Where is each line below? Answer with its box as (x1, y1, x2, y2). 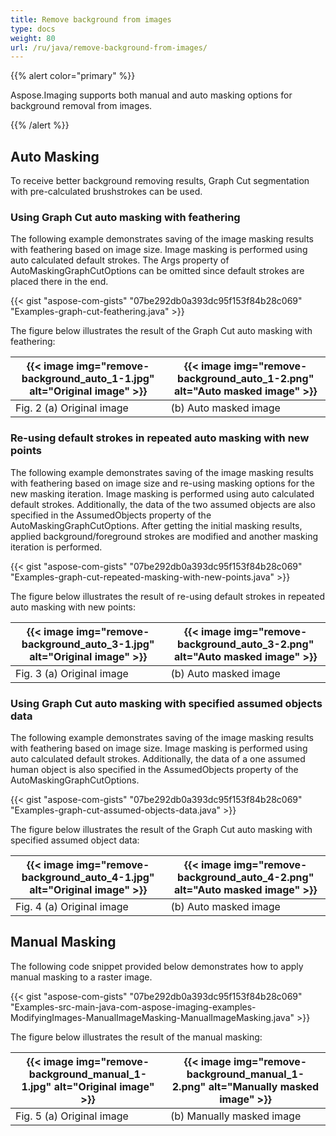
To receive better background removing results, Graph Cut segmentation (10, 175, 310, 187)
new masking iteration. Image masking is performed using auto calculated (10, 487, 315, 500)
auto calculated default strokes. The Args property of (10, 254, 230, 266)
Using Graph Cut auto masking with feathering (10, 210, 241, 224)
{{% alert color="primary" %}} (10, 70, 136, 82)
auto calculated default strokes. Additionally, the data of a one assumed (10, 752, 306, 765)
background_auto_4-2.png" (176, 870, 315, 884)
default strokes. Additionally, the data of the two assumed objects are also (10, 498, 316, 510)
